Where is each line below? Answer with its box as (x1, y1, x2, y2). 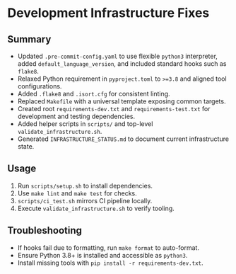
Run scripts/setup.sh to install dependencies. (17, 181, 153, 190)
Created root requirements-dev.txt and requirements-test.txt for (17, 105, 211, 113)
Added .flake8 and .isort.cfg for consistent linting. (17, 90, 171, 98)
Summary (7, 33, 52, 45)
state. (17, 142, 35, 150)
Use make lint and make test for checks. (17, 189, 138, 198)
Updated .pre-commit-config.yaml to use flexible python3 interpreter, (17, 52, 218, 60)
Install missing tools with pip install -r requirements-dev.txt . (17, 258, 203, 267)
